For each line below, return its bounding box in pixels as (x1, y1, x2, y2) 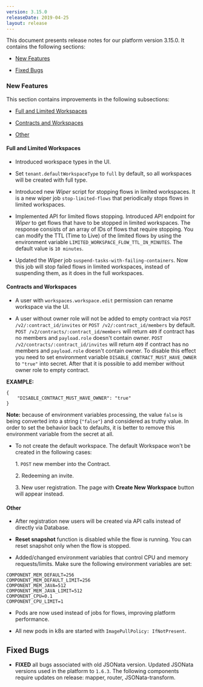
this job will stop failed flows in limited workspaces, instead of (15, 263, 170, 270)
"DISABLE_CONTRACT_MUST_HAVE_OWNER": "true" (17, 395, 131, 402)
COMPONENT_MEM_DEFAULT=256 (6, 572, 75, 579)
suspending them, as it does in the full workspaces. (15, 269, 144, 276)
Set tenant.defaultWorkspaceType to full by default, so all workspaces (15, 170, 192, 177)
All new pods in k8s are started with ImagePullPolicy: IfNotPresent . (15, 628, 187, 635)
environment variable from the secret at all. (6, 431, 114, 438)
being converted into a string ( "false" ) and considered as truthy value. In (6, 417, 189, 425)
